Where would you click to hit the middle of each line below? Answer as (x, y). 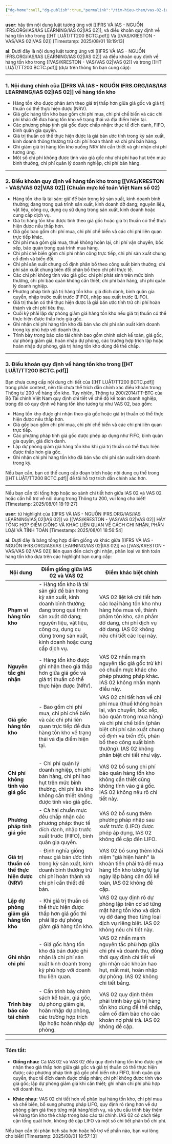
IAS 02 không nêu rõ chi (128, 792)
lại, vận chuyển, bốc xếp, (129, 710)
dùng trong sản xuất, (63, 636)
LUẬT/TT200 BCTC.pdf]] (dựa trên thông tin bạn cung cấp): (68, 67)
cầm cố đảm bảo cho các (130, 1014)
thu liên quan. (55, 976)
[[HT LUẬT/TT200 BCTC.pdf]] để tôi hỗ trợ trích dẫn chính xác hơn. (76, 478)
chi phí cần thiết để (62, 883)
